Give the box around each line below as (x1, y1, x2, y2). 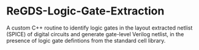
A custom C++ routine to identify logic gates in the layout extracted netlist (6, 24, 193, 31)
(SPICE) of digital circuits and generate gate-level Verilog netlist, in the (6, 30, 184, 37)
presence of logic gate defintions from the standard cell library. (6, 37, 166, 44)
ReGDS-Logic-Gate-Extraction (6, 4, 165, 18)
